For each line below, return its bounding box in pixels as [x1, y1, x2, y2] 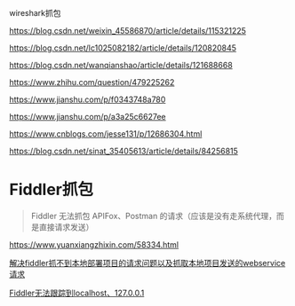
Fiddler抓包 [9, 180, 93, 200]
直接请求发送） [38, 221, 94, 232]
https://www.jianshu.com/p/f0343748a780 [9, 94, 166, 105]
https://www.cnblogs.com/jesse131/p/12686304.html [9, 129, 203, 139]
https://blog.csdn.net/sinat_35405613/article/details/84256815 [9, 145, 238, 156]
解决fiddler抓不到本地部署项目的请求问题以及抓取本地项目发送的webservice [9, 257, 286, 268]
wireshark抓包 [9, 8, 61, 18]
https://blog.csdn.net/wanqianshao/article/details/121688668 [9, 60, 233, 70]
